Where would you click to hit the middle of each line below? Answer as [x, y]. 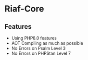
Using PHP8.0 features [34, 38]
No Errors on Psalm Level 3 [38, 48]
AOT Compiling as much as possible [47, 43]
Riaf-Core [24, 9]
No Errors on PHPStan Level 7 [41, 53]
